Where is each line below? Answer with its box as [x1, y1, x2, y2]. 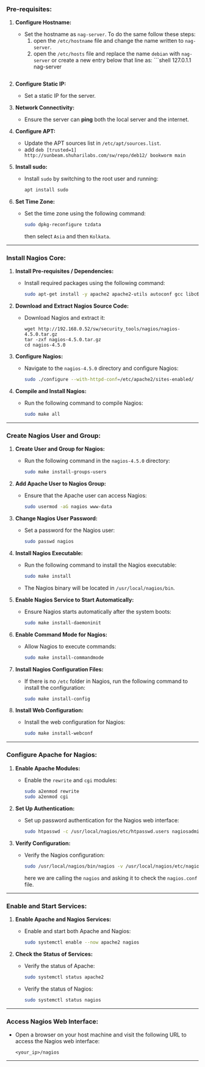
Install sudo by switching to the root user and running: [24, 175, 159, 182]
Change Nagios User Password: [15, 515, 98, 522]
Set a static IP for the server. [24, 92, 96, 100]
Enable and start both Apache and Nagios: [24, 928, 131, 935]
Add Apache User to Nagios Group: [15, 480, 107, 487]
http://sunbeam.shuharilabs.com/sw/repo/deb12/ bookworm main [24, 152, 186, 159]
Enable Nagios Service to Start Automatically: [15, 596, 134, 604]
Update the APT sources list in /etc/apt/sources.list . [24, 139, 162, 147]
